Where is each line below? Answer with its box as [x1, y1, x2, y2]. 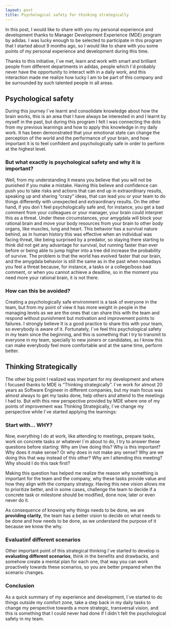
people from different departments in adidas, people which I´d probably [5, 63, 156, 69]
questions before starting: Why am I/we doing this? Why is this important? [5, 444, 161, 450]
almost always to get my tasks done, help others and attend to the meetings [5, 392, 165, 399]
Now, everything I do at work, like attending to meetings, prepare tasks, [5, 433, 156, 439]
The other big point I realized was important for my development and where [5, 376, 164, 382]
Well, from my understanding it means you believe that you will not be [5, 177, 152, 183]
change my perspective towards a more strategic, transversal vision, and [5, 605, 159, 611]
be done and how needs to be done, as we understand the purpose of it [5, 518, 157, 524]
